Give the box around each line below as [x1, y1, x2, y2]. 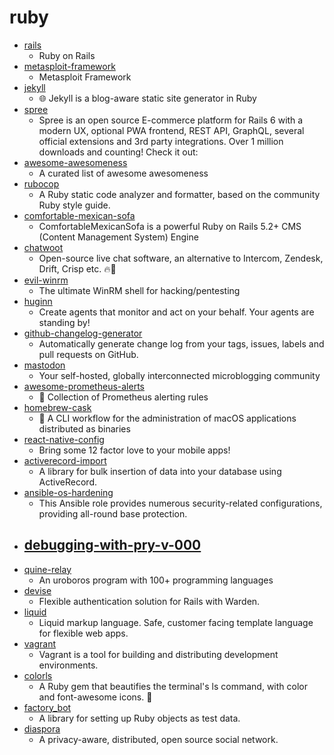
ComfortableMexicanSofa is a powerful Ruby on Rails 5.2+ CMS [38, 220, 302, 232]
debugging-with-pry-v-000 [23, 537, 202, 554]
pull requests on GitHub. [38, 348, 139, 360]
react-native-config [23, 433, 105, 445]
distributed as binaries [38, 422, 131, 435]
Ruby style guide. [38, 199, 111, 211]
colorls [23, 669, 53, 681]
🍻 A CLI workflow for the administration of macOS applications [38, 412, 297, 424]
